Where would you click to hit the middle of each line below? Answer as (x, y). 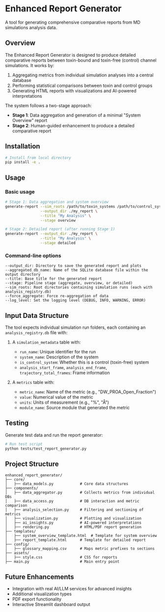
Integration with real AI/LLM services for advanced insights (72, 589)
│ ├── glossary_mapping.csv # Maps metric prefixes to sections (80, 549)
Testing (17, 423)
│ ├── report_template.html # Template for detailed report (76, 540)
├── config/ (17, 544)
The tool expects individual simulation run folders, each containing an (75, 327)
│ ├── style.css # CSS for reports (61, 557)
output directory (23, 274)
